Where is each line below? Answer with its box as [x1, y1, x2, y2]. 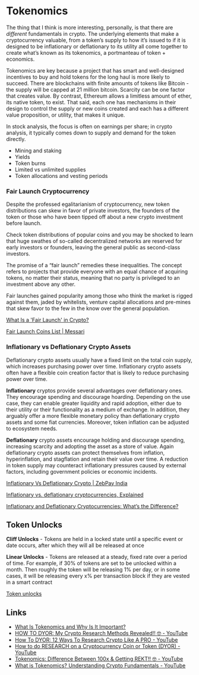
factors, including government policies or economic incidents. [6, 468, 157, 475]
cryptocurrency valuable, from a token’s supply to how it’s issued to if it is [6, 36, 186, 43]
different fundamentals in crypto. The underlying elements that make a [6, 30, 179, 37]
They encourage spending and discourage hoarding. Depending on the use [6, 393, 191, 400]
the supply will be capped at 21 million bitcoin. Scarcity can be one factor [6, 86, 185, 93]
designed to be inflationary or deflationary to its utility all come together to [6, 43, 188, 50]
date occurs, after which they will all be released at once [6, 542, 144, 549]
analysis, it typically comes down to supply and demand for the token [6, 129, 176, 136]
